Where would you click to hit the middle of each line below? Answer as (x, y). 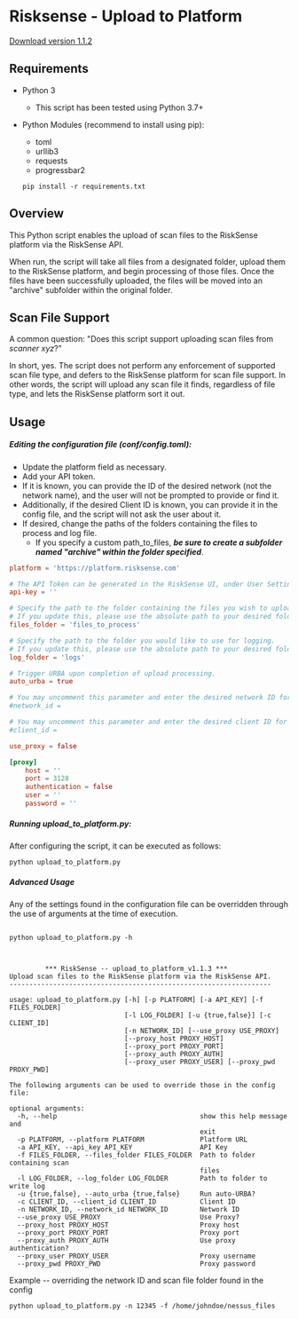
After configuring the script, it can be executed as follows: (115, 846)
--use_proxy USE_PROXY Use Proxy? (129, 1217)
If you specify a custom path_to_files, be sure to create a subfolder (159, 542)
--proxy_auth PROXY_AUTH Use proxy (127, 1240)
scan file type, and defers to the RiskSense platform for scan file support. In (148, 375)
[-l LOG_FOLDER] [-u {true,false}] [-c (198, 1015)
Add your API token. (59, 476)
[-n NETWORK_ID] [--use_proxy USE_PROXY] (201, 1031)
